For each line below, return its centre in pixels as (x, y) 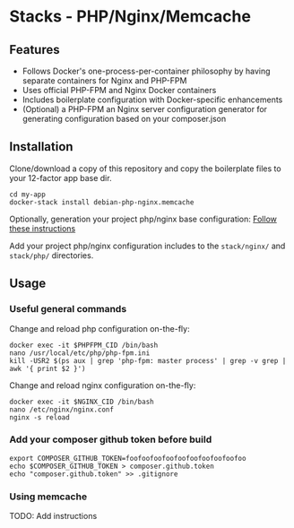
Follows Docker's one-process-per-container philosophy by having (146, 71)
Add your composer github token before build (111, 439)
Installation (41, 147)
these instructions (43, 228)
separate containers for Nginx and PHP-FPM (104, 81)
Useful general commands (68, 309)
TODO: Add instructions (53, 516)
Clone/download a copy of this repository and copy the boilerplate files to (145, 169)
